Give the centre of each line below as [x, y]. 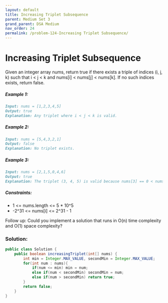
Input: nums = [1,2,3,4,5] [33, 106]
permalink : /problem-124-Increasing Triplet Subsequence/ [67, 33]
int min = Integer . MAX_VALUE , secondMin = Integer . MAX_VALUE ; [89, 259]
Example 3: [17, 160]
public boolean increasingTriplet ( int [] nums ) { [66, 254]
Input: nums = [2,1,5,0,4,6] [35, 172]
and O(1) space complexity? [34, 226]
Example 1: [17, 94]
